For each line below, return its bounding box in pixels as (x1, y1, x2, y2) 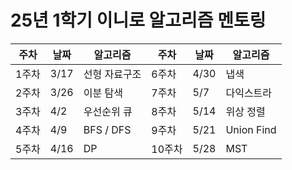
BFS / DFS (83, 122, 132, 136)
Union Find (225, 122, 277, 136)
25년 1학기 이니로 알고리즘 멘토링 (10, 9, 267, 32)
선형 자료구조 (83, 67, 142, 81)
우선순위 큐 (83, 104, 133, 118)
